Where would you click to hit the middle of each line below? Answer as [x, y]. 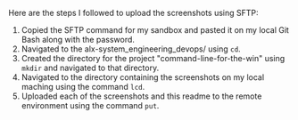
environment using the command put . [90, 105]
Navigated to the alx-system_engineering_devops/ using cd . [131, 49]
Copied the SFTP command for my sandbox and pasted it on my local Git [155, 30]
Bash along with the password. [78, 40]
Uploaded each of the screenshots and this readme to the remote [141, 96]
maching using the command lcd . [83, 87]
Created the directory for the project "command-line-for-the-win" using [153, 58]
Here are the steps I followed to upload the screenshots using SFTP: [134, 13]
